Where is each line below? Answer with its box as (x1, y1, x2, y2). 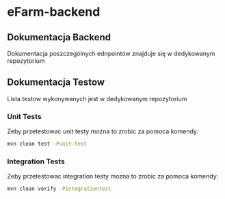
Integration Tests (7, 157, 65, 166)
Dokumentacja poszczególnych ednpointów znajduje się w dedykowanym (7, 49, 215, 57)
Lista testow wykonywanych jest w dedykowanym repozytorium (7, 94, 187, 103)
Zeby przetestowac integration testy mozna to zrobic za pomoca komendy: (7, 172, 219, 181)
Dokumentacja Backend (7, 31, 111, 43)
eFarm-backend (7, 4, 101, 20)
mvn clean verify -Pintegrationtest (7, 185, 111, 192)
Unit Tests (7, 111, 42, 121)
